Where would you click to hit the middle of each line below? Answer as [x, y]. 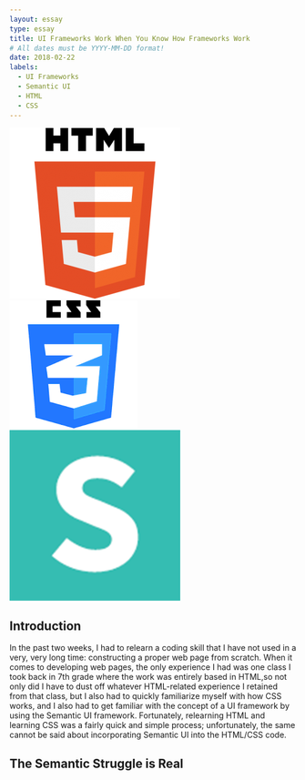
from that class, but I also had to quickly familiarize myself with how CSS [146, 696]
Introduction [46, 626]
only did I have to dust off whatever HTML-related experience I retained [143, 686]
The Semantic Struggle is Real [97, 763]
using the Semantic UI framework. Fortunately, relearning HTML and [137, 715]
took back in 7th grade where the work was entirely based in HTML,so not [148, 677]
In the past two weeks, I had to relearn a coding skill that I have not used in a [153, 648]
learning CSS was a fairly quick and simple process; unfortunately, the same [152, 725]
